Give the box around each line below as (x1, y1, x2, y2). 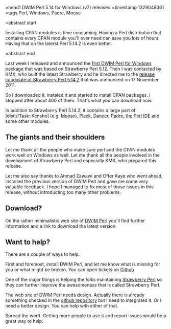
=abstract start (5, 20, 37, 26)
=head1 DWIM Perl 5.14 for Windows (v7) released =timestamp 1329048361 (5, 5, 164, 10)
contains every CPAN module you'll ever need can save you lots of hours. (5, 35, 160, 41)
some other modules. (5, 118, 50, 124)
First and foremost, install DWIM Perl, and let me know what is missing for (5, 261, 161, 268)
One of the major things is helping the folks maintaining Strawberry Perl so (5, 276, 162, 283)
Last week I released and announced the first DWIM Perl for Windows (5, 60, 152, 66)
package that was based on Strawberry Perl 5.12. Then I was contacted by (5, 66, 162, 72)
